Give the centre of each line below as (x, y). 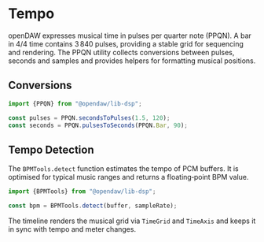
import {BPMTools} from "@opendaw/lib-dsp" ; (82, 192)
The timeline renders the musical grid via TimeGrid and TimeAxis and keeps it (132, 221)
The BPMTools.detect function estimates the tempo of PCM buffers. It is (123, 169)
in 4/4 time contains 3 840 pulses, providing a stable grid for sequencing (126, 43)
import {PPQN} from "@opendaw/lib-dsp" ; (75, 103)
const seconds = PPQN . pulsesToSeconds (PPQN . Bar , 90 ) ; (98, 125)
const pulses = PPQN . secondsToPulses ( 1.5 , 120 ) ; (89, 118)
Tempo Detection (51, 149)
